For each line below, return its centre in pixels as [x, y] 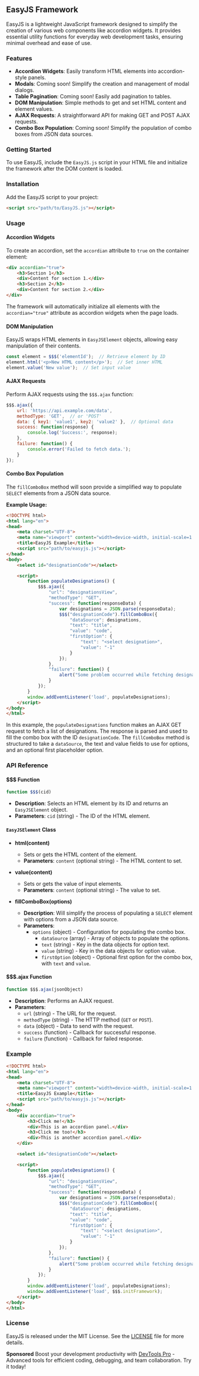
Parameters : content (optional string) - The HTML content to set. [103, 861]
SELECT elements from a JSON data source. [59, 493]
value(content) [33, 872]
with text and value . [66, 963]
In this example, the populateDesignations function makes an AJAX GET [94, 725]
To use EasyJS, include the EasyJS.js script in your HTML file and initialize [97, 162]
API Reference [27, 765]
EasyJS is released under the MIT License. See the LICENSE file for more [95, 1336]
